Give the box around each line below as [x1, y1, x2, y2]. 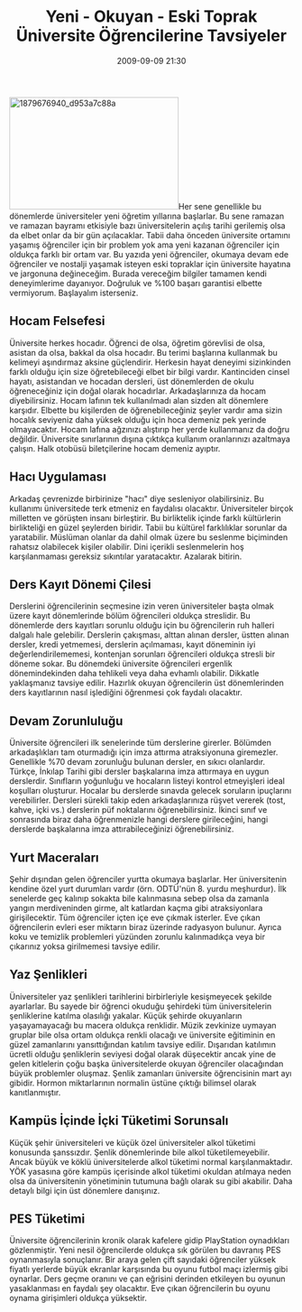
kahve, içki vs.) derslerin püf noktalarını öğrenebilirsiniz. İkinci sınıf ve [9, 805, 268, 815]
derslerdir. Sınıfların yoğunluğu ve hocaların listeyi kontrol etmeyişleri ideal [9, 776, 286, 786]
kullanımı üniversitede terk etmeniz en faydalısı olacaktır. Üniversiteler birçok [9, 503, 294, 514]
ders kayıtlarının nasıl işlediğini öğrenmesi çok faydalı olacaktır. [9, 687, 243, 698]
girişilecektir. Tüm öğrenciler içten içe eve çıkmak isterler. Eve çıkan [9, 912, 261, 923]
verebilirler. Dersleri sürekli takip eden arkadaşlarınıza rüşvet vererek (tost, [9, 795, 286, 805]
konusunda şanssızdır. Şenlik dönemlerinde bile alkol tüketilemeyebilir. [9, 1147, 270, 1158]
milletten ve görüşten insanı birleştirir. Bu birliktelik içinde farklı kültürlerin [9, 512, 281, 523]
